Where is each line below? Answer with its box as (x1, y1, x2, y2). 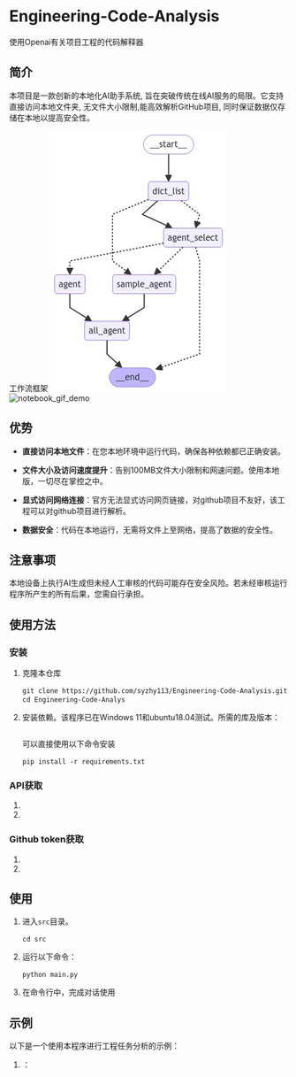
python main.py (21, 971, 79, 980)
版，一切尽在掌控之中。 (21, 475, 108, 486)
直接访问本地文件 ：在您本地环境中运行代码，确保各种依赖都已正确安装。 (21, 445, 285, 457)
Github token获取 (9, 834, 84, 846)
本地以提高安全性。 (24, 112, 95, 123)
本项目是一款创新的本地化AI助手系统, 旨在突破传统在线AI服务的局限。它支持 (9, 90, 285, 101)
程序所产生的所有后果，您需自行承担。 (9, 589, 148, 599)
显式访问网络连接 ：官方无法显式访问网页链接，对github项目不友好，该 (21, 494, 278, 505)
